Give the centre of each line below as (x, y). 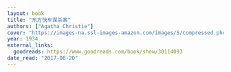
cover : (16, 33)
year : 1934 (23, 39)
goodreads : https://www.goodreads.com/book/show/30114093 (98, 52)
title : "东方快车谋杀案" (39, 20)
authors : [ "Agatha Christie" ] (51, 26)
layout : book (26, 13)
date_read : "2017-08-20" (43, 58)
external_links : (30, 45)
